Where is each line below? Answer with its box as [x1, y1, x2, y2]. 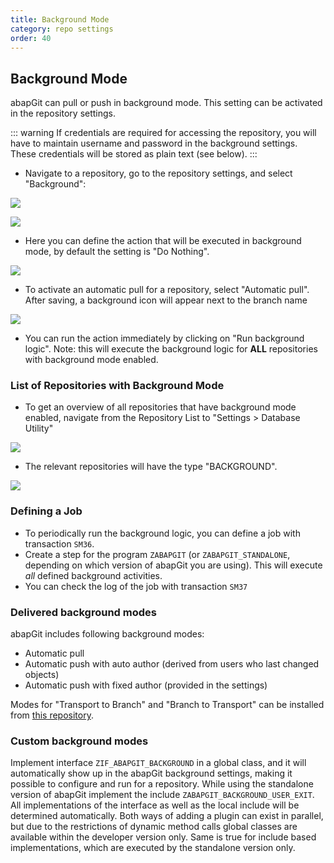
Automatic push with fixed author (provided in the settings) [24, 679, 268, 691]
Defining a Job [10, 504, 83, 518]
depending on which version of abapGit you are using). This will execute [24, 559, 323, 571]
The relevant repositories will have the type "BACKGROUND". [24, 461, 278, 473]
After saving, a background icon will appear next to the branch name [24, 294, 308, 306]
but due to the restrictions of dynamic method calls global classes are [10, 821, 298, 833]
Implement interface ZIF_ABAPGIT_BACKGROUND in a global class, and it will [10, 757, 307, 769]
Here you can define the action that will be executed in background [24, 235, 302, 247]
